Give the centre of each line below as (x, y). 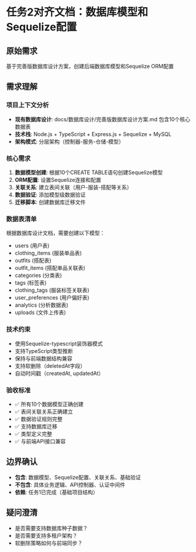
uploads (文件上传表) (40, 313)
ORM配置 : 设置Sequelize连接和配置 (58, 179)
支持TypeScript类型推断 (44, 351)
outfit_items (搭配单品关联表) (50, 268)
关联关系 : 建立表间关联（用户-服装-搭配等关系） (73, 187)
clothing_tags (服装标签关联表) (52, 290)
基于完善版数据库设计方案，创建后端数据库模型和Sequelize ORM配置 (90, 66)
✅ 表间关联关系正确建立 (44, 411)
